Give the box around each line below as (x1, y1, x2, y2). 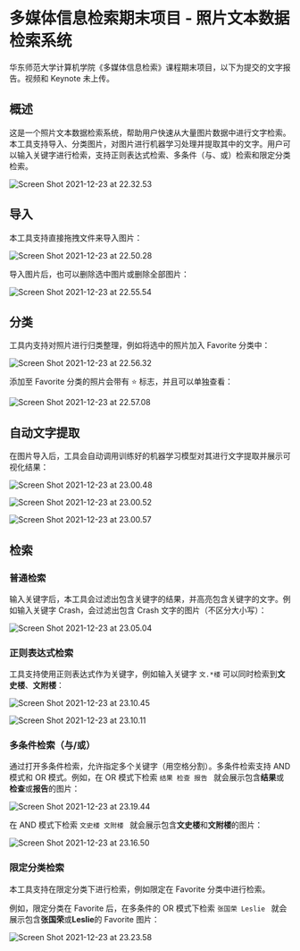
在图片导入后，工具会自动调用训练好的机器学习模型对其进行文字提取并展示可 (9, 451, 291, 462)
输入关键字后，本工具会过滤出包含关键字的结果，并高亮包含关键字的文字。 (9, 593, 283, 604)
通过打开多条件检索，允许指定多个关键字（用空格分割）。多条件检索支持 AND (9, 761, 291, 772)
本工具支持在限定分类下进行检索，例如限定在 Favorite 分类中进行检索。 (9, 883, 271, 895)
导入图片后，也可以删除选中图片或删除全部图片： (9, 268, 189, 279)
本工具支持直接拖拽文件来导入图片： (9, 232, 143, 242)
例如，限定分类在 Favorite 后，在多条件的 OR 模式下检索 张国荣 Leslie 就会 (9, 903, 287, 913)
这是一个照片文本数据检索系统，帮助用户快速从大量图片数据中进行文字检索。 (9, 127, 291, 138)
